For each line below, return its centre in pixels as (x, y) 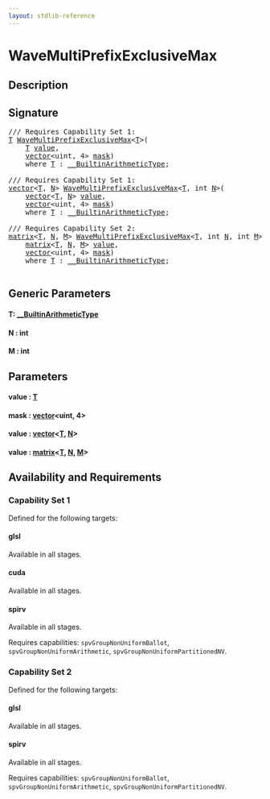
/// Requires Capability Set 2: (72, 229)
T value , (43, 148)
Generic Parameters (59, 294)
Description (38, 85)
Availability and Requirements (85, 477)
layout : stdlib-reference (51, 16)
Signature (33, 112)
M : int (19, 351)
